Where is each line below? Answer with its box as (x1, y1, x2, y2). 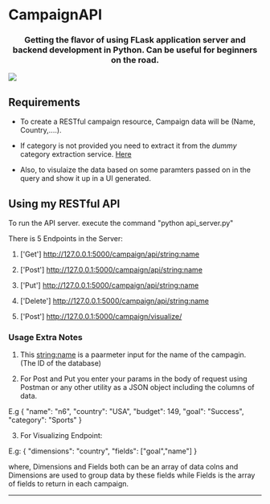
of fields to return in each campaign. (8, 479, 129, 489)
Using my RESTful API (8, 197, 121, 211)
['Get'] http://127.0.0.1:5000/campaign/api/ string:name (19, 249, 199, 259)
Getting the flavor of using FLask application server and (23, 35, 247, 46)
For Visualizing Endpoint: (19, 431, 103, 440)
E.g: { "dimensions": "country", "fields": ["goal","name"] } (8, 446, 198, 456)
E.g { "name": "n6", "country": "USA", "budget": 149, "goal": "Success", (8, 407, 244, 416)
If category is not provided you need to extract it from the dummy (19, 141, 237, 150)
